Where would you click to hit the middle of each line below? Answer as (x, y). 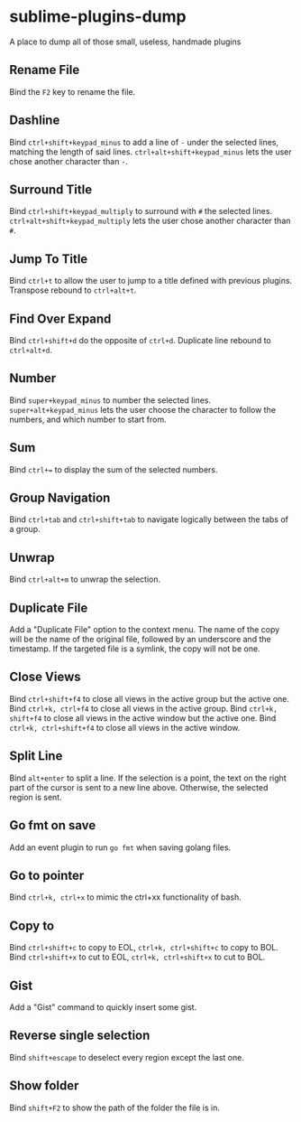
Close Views (45, 677)
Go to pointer (47, 875)
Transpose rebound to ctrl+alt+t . (73, 290)
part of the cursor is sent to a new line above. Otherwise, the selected (139, 787)
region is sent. (36, 797)
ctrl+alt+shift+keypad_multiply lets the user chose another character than (150, 221)
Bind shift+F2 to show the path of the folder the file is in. (115, 1108)
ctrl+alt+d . (31, 350)
